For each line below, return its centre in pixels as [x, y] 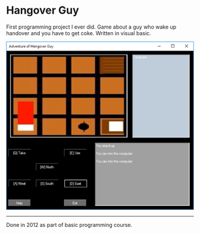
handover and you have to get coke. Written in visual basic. [79, 33]
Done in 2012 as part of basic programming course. [69, 224]
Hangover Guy [43, 10]
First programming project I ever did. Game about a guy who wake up [91, 27]
